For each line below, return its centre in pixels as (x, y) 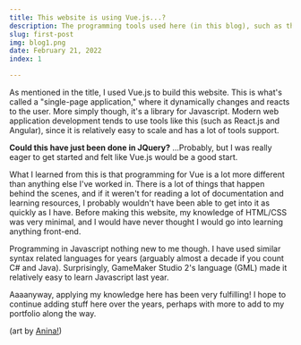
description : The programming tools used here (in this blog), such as (146, 26)
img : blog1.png (38, 42)
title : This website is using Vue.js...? (88, 17)
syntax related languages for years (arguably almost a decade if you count (147, 258)
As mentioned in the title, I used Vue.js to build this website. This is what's (146, 92)
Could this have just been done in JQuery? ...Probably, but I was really (141, 147)
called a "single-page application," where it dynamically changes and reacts (150, 102)
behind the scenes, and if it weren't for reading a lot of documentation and (146, 194)
